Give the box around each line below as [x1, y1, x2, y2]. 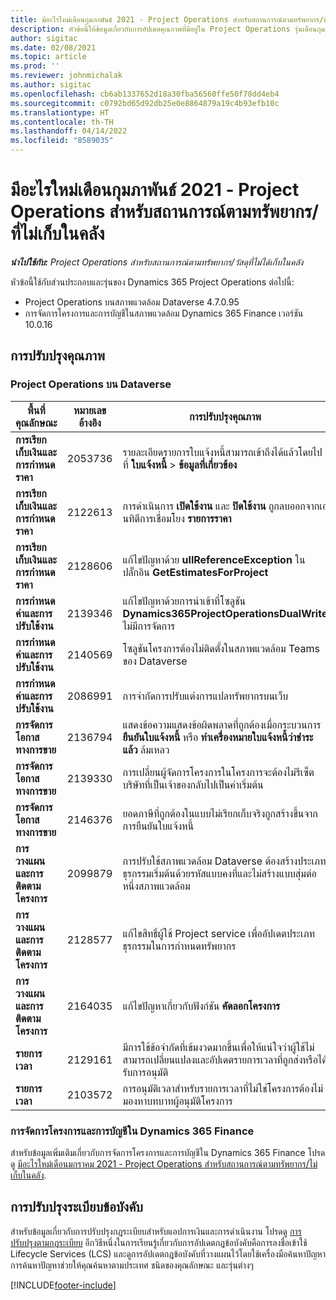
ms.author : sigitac [10, 80, 92, 90]
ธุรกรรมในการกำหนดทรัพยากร [122, 939, 237, 953]
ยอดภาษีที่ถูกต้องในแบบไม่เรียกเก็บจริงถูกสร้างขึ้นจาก [122, 806, 318, 820]
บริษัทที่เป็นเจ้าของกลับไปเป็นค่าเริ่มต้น [122, 777, 264, 791]
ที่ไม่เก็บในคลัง [10, 222, 105, 245]
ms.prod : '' [10, 61, 60, 71]
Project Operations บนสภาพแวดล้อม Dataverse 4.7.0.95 [24, 296, 240, 308]
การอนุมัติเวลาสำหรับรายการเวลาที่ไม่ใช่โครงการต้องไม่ [122, 1081, 324, 1095]
